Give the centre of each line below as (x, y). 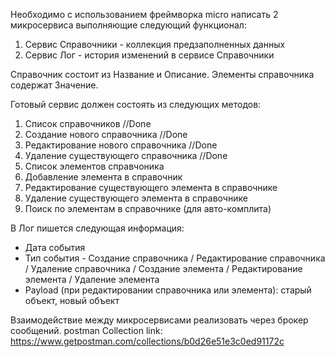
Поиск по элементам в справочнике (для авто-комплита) (148, 208)
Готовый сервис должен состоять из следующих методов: (136, 104)
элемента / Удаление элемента (92, 279)
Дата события (55, 247)
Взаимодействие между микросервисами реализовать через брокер (159, 320)
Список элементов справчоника (94, 166)
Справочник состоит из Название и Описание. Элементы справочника (162, 74)
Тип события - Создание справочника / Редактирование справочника (175, 258)
